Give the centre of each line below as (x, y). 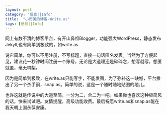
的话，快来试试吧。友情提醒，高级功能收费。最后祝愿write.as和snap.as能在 (82, 101)
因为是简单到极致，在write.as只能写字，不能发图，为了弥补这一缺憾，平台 (81, 78)
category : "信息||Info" (29, 14)
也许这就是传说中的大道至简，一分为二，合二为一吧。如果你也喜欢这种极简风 (83, 95)
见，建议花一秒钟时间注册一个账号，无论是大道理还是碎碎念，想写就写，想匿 (83, 61)
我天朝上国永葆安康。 (27, 108)
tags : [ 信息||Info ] (25, 24)
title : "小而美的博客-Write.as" (38, 19)
